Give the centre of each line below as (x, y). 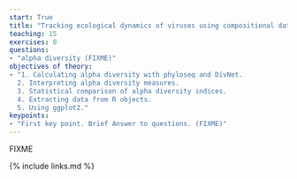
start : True (31, 17)
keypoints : (29, 116)
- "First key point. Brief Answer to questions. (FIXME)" (118, 124)
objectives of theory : (51, 67)
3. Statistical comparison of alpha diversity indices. (122, 91)
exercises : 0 (33, 42)
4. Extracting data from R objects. (84, 99)
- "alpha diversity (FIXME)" (63, 58)
